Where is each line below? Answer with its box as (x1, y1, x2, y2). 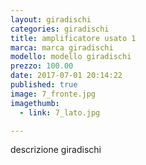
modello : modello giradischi (10, 52, 132, 62)
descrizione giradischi (10, 144, 102, 156)
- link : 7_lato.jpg (19, 107, 101, 118)
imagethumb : (10, 98, 60, 108)
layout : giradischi (10, 14, 92, 25)
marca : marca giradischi (10, 42, 114, 53)
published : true (10, 80, 78, 90)
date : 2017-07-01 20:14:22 (10, 71, 123, 81)
